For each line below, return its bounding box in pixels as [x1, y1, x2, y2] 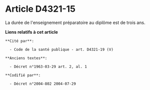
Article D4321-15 [5, 3, 75, 15]
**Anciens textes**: [5, 55, 48, 61]
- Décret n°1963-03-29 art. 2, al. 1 [9, 64, 87, 69]
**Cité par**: [5, 38, 35, 44]
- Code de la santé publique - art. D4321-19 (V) [9, 47, 113, 52]
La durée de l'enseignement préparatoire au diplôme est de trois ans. [5, 20, 146, 25]
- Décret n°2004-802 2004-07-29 [9, 81, 76, 86]
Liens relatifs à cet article [5, 29, 58, 35]
